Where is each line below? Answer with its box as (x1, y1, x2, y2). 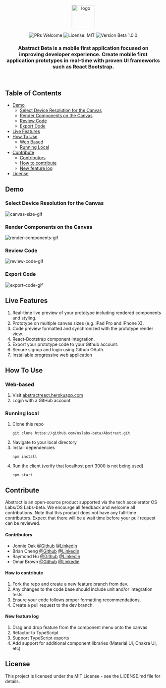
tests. (12, 591, 24, 597)
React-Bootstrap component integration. (12, 336, 95, 342)
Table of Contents (5, 89, 62, 97)
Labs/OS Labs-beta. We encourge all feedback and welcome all (5, 504, 135, 510)
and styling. (12, 315, 37, 321)
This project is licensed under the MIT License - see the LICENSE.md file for (5, 673, 161, 679)
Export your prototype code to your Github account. (12, 341, 118, 347)
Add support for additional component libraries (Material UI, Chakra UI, (12, 640, 157, 646)
